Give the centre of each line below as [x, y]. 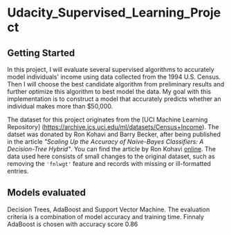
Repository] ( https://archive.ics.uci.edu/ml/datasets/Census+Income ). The [113, 127]
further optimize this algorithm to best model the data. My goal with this [109, 92]
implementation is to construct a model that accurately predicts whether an [114, 99]
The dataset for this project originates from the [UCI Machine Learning [108, 120]
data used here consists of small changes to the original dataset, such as [111, 156]
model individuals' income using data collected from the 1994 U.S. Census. [114, 77]
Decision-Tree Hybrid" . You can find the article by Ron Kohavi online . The [112, 149]
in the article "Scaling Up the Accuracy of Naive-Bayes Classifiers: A [105, 142]
